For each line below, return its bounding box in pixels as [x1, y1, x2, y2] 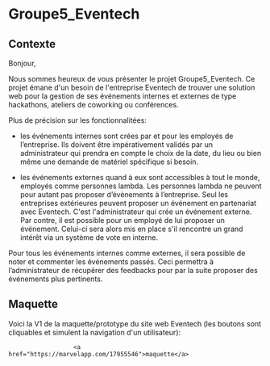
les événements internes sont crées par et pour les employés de [19, 131, 234, 141]
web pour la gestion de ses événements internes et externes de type [8, 91, 237, 101]
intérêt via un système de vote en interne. [19, 233, 159, 242]
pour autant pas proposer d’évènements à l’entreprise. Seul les [19, 190, 228, 199]
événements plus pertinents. [8, 274, 103, 284]
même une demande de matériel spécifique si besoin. [19, 157, 199, 166]
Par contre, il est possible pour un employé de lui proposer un [19, 216, 226, 225]
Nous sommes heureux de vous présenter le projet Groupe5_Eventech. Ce [8, 74, 255, 83]
